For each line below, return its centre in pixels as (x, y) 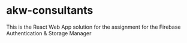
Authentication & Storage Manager (49, 33)
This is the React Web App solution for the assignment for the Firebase (93, 27)
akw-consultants (50, 10)
